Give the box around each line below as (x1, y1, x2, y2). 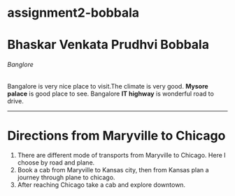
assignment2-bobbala (7, 5, 140, 21)
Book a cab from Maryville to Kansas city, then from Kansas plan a (17, 165, 209, 174)
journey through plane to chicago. (17, 173, 115, 181)
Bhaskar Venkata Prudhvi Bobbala (7, 37, 210, 53)
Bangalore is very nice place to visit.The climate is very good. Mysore (7, 82, 208, 90)
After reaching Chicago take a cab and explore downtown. (17, 180, 186, 189)
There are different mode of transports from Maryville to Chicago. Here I (17, 151, 226, 159)
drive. (7, 96, 24, 105)
